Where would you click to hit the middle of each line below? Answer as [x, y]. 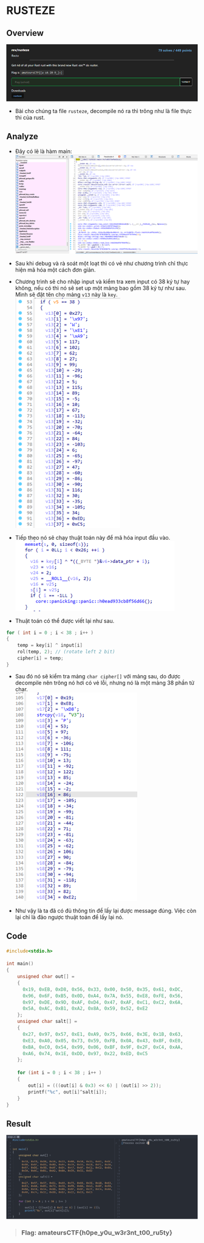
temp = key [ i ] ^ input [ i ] [50, 646]
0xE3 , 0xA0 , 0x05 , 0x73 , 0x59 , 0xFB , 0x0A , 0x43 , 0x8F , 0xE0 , [103, 1041]
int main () [20, 964]
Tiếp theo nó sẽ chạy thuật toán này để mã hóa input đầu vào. [93, 537]
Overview [25, 33]
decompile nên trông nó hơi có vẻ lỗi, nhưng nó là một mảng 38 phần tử [105, 683]
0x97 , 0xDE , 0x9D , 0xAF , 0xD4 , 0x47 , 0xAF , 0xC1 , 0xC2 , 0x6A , [103, 1002]
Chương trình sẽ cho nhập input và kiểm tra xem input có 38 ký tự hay [102, 281]
